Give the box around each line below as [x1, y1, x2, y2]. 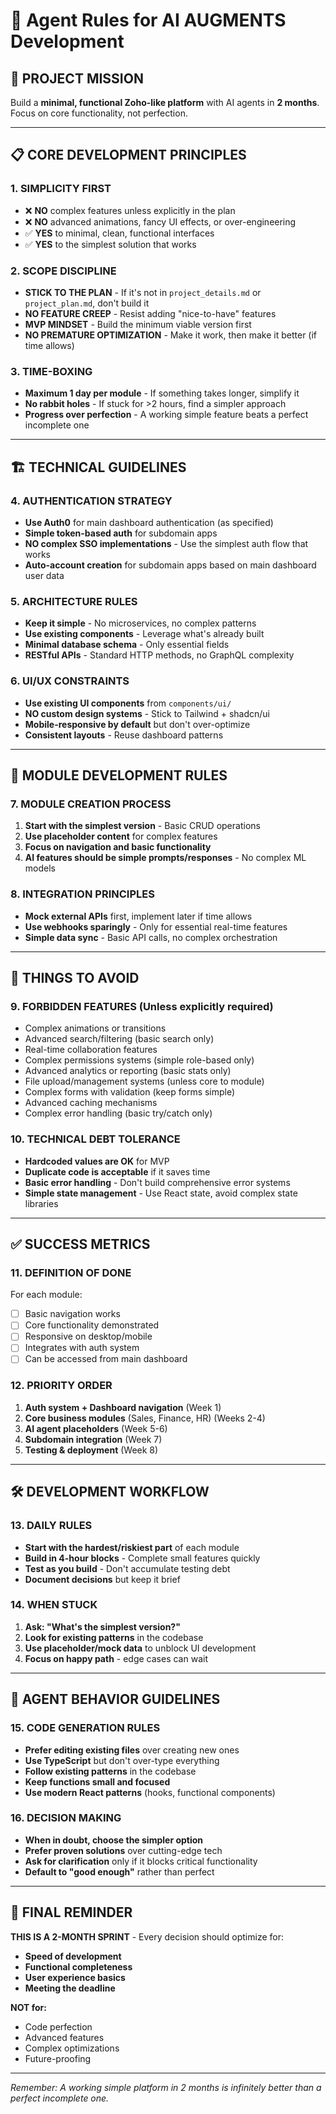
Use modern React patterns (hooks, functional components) [24, 1786, 276, 1798]
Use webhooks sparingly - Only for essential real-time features [24, 920, 288, 933]
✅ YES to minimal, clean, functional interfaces [24, 227, 215, 239]
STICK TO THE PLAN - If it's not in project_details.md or [24, 286, 262, 298]
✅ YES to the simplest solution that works [24, 238, 197, 250]
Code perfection [24, 2020, 93, 2033]
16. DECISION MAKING [10, 1811, 122, 1825]
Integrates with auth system [24, 1342, 140, 1354]
